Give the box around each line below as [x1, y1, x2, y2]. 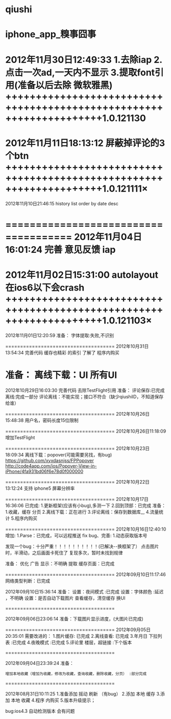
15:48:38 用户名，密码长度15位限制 [5, 417, 79, 423]
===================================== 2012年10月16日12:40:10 [5, 526, 166, 532]
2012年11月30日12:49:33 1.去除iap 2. [5, 54, 163, 65]
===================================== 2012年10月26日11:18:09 [5, 428, 166, 434]
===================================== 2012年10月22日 [5, 478, 150, 485]
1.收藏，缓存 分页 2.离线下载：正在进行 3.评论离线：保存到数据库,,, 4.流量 [5, 509, 159, 515]
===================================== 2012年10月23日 [5, 445, 150, 451]
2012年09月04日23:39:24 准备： [5, 660, 74, 666]
